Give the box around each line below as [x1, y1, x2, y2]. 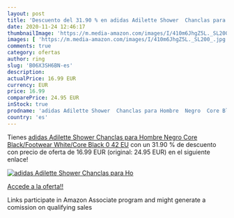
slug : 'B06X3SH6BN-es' [7, 62, 73, 69]
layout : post [7, 10, 45, 17]
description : [7, 68, 45, 75]
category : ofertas [7, 49, 61, 56]
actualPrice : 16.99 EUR [7, 75, 77, 82]
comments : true [7, 42, 52, 49]
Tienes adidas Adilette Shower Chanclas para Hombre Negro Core [7, 133, 198, 141]
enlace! [7, 155, 29, 164]
